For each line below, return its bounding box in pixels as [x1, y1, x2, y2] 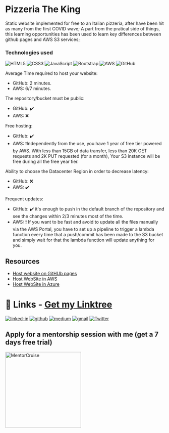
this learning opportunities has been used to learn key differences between [5, 31, 161, 37]
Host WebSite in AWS [12, 276, 58, 282]
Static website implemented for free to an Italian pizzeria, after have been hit [5, 20, 164, 26]
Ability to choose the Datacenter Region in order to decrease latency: [5, 168, 149, 175]
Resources [5, 257, 40, 266]
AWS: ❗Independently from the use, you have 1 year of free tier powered [12, 141, 162, 147]
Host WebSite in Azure [12, 281, 60, 287]
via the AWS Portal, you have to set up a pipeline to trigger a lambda [12, 226, 155, 232]
